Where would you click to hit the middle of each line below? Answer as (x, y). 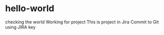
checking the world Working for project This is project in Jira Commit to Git (82, 22)
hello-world (30, 9)
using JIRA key (20, 27)
